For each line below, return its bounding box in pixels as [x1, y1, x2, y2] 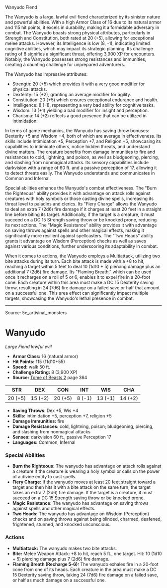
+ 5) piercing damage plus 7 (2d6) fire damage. [12, 556, 110, 562]
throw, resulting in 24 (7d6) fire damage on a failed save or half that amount [5, 285, 160, 291]
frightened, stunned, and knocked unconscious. [12, 521, 111, 528]
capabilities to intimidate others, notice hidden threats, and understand [5, 144, 150, 149]
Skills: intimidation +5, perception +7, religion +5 [12, 412, 112, 418]
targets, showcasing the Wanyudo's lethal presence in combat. [5, 295, 134, 301]
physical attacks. [12, 86, 47, 92]
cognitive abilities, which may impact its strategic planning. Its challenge [5, 46, 153, 51]
